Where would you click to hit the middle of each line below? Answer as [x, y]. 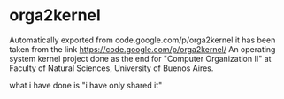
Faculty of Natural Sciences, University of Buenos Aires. [111, 68]
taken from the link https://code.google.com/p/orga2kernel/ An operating [142, 49]
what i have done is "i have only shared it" [86, 85]
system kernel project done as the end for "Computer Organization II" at [140, 58]
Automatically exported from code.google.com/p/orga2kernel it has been [142, 40]
